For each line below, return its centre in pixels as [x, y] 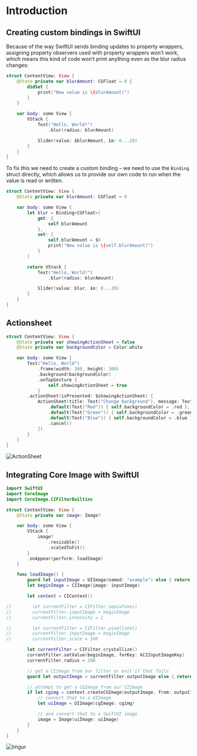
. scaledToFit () [66, 547]
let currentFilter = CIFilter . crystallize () [82, 650]
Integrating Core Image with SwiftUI [73, 475]
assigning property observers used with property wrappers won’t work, [92, 53]
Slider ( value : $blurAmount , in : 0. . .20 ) [87, 141]
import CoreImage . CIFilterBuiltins [50, 499]
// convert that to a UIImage [74, 698]
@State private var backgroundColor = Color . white [80, 348]
